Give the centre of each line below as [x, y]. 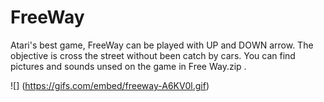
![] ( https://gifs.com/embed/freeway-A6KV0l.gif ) [110, 85]
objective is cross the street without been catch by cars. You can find [153, 55]
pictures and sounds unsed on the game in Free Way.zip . [128, 66]
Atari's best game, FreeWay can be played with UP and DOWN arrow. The [162, 45]
